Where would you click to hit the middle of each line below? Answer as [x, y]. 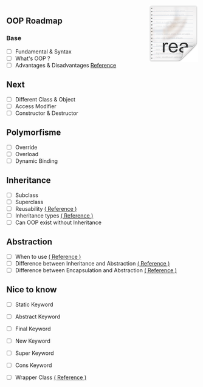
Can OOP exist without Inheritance [58, 222]
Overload [27, 154]
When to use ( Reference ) [48, 256]
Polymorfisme [34, 133]
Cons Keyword [33, 365]
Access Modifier [36, 106]
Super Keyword [34, 353]
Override [26, 147]
